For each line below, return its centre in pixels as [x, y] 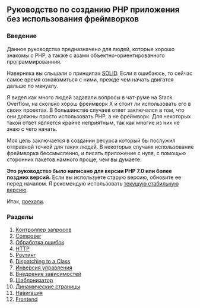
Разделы [20, 216]
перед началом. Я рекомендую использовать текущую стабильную [93, 183]
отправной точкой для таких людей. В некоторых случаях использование [100, 147]
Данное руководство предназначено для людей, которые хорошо [91, 49]
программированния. [34, 61]
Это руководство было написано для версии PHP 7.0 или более [90, 171]
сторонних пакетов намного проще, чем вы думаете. [74, 159]
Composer [28, 236]
